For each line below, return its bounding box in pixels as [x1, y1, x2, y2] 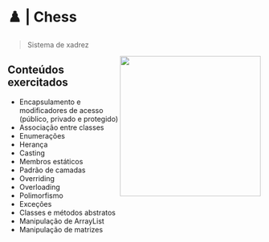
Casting [18, 147, 46, 158]
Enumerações [18, 131, 66, 140]
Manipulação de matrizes [18, 224, 104, 234]
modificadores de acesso [18, 105, 104, 115]
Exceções [18, 199, 52, 208]
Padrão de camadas [18, 165, 86, 175]
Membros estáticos [18, 156, 84, 166]
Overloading [18, 182, 61, 192]
